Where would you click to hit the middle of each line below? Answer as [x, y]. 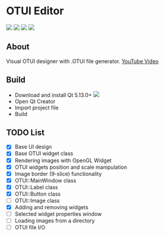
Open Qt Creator [35, 101]
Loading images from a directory [55, 221]
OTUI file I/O [30, 228]
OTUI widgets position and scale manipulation [71, 167]
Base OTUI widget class [44, 153]
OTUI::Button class [38, 194]
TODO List [25, 132]
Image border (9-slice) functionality [58, 174]
